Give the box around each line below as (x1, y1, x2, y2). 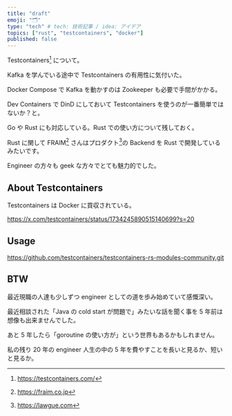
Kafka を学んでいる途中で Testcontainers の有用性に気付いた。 (7, 70, 186, 79)
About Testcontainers (7, 182, 104, 193)
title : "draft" (7, 10, 51, 17)
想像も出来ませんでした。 (7, 316, 79, 324)
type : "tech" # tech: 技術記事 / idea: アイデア (7, 23, 142, 30)
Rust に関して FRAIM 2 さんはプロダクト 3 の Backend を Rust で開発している (7, 137, 221, 146)
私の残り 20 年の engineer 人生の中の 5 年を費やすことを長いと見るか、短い (7, 345, 223, 353)
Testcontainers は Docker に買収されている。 (7, 201, 136, 209)
